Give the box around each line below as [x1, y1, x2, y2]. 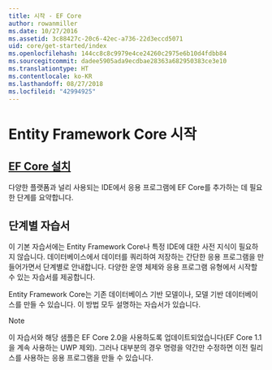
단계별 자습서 [8, 218, 71, 232]
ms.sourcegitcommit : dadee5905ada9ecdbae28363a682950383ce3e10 [8, 58, 227, 66]
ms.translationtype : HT [8, 65, 89, 73]
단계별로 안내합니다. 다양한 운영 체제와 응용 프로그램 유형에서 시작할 [43, 262, 258, 272]
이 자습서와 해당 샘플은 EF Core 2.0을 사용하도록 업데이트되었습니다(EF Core [8, 333, 253, 342]
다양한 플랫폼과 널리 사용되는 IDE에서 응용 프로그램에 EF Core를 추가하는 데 [8, 183, 248, 192]
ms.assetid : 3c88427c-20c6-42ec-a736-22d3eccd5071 [8, 34, 183, 43]
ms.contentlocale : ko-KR [8, 72, 93, 80]
